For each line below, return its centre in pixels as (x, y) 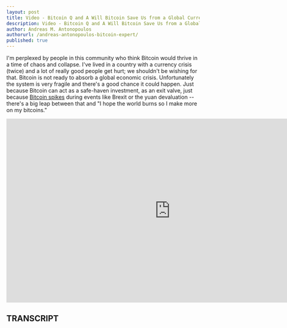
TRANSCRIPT (33, 318)
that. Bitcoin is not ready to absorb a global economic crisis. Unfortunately (100, 78)
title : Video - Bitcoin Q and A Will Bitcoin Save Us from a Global (96, 18)
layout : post (23, 12)
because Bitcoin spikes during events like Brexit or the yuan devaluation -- (100, 97)
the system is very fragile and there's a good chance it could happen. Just (100, 84)
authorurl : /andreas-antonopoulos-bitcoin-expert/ (72, 35)
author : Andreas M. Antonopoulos (49, 29)
